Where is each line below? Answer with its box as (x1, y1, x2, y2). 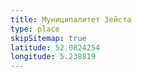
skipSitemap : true (10, 33, 87, 43)
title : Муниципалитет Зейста (10, 14, 132, 25)
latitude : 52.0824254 (10, 42, 101, 53)
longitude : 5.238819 (10, 52, 97, 62)
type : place (10, 24, 60, 34)
